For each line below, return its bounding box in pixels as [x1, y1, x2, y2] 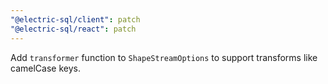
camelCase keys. [10, 62, 81, 74]
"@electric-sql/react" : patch [10, 24, 137, 34]
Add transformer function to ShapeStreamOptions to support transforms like [10, 51, 318, 63]
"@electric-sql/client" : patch [10, 14, 141, 25]
